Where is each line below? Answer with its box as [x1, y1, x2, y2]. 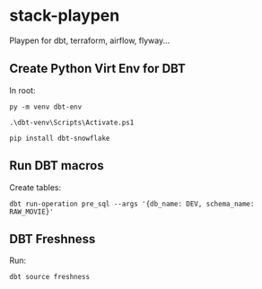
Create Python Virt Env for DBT [9, 61, 187, 76]
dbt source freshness [9, 273, 91, 282]
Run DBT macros [9, 158, 105, 173]
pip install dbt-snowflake [9, 134, 110, 143]
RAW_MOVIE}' [9, 207, 54, 216]
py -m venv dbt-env [9, 102, 83, 111]
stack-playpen [9, 5, 120, 26]
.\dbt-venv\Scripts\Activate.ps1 [9, 118, 135, 127]
